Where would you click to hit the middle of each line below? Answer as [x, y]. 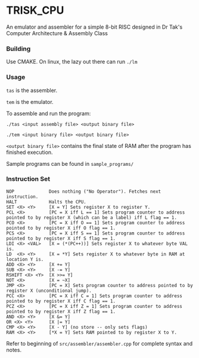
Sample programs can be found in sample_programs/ [70, 163]
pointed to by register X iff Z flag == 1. [61, 311]
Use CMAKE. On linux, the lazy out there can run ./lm [72, 62]
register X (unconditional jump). [49, 291]
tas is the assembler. [32, 90]
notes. [14, 350]
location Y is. [25, 259]
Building [18, 48]
